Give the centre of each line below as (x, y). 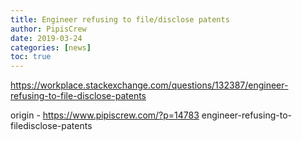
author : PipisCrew (48, 29)
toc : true (31, 57)
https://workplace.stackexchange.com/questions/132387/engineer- (149, 85)
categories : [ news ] (51, 47)
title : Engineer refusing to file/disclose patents (120, 19)
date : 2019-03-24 (46, 38)
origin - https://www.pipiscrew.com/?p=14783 (105, 115)
